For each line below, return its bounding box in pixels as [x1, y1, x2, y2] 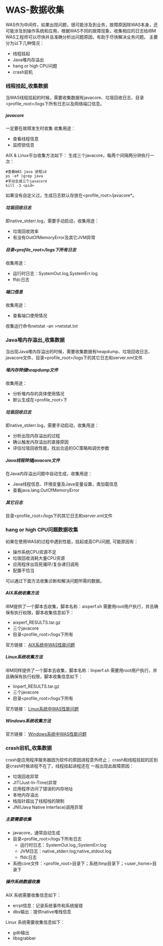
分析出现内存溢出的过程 [12, 433, 60, 439]
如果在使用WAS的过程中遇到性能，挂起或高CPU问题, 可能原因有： [5, 538, 139, 544]
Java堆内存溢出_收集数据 [5, 336, 65, 343]
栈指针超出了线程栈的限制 [12, 798, 65, 804]
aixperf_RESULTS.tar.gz [12, 619, 61, 625]
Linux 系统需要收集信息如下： [5, 919, 65, 925]
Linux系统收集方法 [5, 654, 43, 660]
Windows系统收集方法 [5, 718, 51, 724]
